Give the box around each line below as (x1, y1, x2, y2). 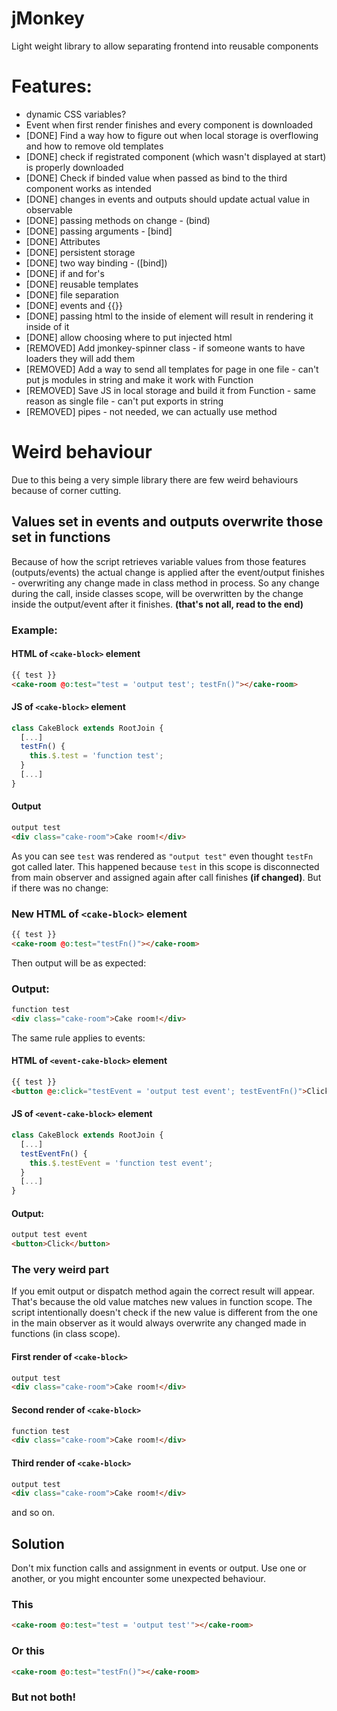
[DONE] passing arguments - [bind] (25, 225, 173, 237)
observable (25, 203, 73, 216)
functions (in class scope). (11, 1328, 121, 1340)
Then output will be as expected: (11, 957, 147, 969)
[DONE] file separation (25, 288, 119, 301)
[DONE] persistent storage (25, 246, 136, 258)
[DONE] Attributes (25, 235, 101, 247)
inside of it (25, 320, 70, 332)
